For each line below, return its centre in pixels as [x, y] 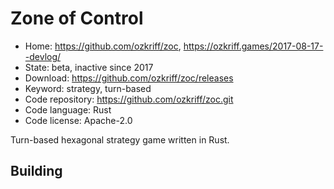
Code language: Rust [68, 109]
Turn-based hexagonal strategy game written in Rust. [120, 139]
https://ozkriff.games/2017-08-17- [253, 46]
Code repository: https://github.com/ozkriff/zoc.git [129, 99]
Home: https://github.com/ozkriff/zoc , [103, 46]
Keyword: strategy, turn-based [88, 88]
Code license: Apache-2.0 [78, 120]
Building [36, 171]
